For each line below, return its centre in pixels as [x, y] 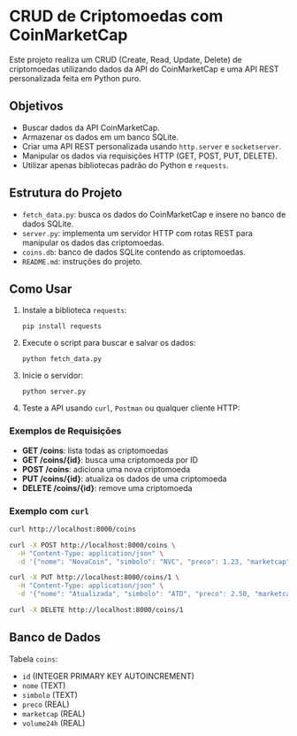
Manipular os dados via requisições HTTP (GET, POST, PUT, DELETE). [150, 156]
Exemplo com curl [49, 510]
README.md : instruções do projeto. [82, 261]
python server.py [54, 392]
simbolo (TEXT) [49, 694]
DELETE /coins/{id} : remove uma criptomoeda [107, 487]
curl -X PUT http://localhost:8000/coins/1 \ [94, 578]
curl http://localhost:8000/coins [73, 529]
